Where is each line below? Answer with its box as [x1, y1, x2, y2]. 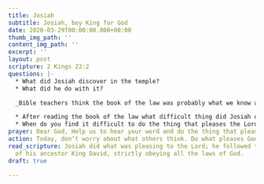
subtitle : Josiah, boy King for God [8, 19, 128, 27]
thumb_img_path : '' [8, 33, 72, 42]
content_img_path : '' [8, 41, 79, 49]
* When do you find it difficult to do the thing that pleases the [15, 120, 241, 128]
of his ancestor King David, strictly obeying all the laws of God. [15, 149, 244, 157]
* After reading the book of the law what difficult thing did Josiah [15, 113, 251, 121]
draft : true [8, 156, 47, 165]
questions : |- [8, 70, 55, 78]
